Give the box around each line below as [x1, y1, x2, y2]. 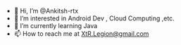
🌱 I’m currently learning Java [13, 22, 98, 30]
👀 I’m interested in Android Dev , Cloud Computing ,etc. [13, 14, 175, 22]
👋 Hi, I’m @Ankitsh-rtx [13, 7, 79, 15]
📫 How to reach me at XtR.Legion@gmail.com [13, 30, 149, 38]
